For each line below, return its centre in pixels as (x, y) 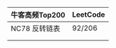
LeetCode (89, 15)
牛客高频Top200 (38, 15)
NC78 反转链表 (36, 29)
